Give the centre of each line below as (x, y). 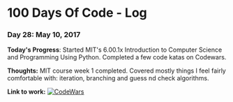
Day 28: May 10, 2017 (44, 35)
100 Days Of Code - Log (77, 13)
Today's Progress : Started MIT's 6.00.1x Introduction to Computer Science (115, 50)
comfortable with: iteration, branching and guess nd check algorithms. (108, 78)
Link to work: (27, 92)
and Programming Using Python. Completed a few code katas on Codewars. (117, 57)
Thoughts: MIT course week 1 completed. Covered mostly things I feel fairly (117, 71)
